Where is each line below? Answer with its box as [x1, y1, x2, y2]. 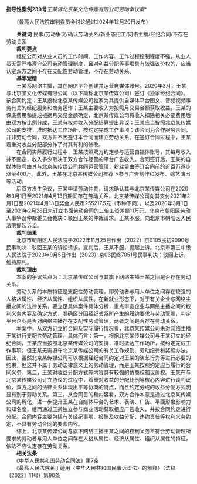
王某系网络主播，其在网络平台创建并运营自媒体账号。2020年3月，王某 [16, 82, 186, 89]
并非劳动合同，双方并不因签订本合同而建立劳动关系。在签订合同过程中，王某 [6, 133, 191, 141]
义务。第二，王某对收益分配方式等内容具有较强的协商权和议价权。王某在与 [11, 369, 191, 376]
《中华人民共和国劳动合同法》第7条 [16, 457, 99, 464]
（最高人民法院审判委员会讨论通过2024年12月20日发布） [16, 18, 151, 25]
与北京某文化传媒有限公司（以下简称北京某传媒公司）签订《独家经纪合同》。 [6, 89, 189, 96]
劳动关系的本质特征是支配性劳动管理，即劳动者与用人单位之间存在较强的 [16, 288, 191, 295]
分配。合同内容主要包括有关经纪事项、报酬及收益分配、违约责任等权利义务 [6, 413, 186, 420]
